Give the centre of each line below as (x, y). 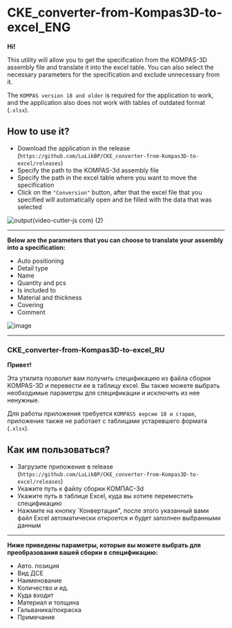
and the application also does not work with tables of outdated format (106, 102)
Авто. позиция (38, 566)
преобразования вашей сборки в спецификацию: (83, 552)
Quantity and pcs (42, 283)
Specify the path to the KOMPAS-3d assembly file (88, 170)
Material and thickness (49, 297)
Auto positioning (40, 261)
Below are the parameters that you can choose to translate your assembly (115, 240)
